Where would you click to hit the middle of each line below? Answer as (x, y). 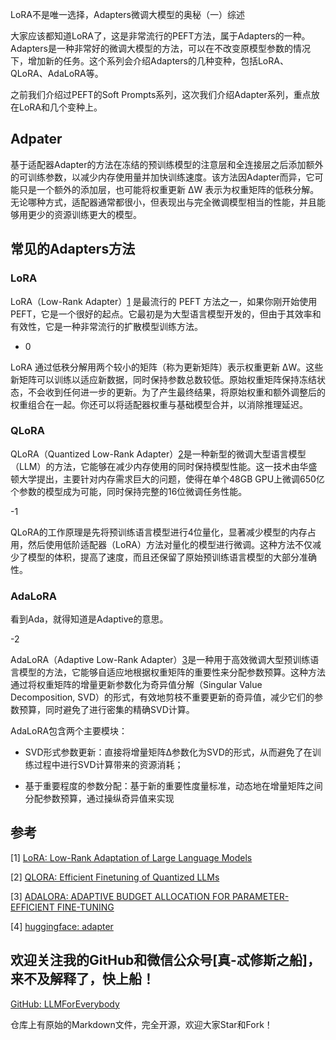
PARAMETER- (260, 896)
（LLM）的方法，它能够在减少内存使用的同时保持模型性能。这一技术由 (155, 466)
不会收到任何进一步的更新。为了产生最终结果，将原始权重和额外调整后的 (176, 392)
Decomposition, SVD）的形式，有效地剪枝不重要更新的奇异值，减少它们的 (162, 697)
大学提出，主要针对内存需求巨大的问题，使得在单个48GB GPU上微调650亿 (171, 479)
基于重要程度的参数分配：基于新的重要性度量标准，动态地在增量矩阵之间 (173, 786)
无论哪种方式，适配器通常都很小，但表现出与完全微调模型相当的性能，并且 (163, 202)
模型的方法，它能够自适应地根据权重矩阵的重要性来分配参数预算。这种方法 (172, 672)
